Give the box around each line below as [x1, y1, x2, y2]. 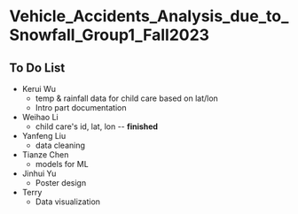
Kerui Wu [21, 84, 56, 94]
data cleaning [35, 140, 86, 150]
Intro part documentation [35, 103, 127, 112]
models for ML [35, 159, 89, 169]
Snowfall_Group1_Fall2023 [9, 25, 210, 45]
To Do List [9, 60, 66, 75]
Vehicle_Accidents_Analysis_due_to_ [9, 6, 289, 27]
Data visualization [35, 196, 100, 207]
